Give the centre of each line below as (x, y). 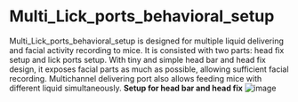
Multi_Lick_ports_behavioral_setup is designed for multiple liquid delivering (147, 41)
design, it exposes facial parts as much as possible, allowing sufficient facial (149, 69)
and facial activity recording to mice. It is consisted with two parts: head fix (147, 50)
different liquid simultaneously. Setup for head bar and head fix (126, 88)
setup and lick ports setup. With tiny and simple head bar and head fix (138, 59)
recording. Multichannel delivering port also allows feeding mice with (136, 78)
